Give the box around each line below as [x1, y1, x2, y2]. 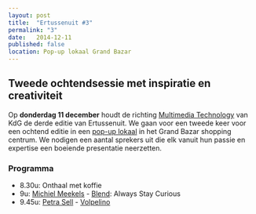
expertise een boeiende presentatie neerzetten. [8, 143, 163, 153]
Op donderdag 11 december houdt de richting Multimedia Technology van [8, 110, 249, 119]
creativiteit [8, 89, 63, 103]
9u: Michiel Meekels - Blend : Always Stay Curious [19, 189, 181, 198]
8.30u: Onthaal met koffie [19, 181, 102, 190]
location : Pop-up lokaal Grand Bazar [8, 48, 132, 56]
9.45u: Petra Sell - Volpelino [19, 198, 111, 207]
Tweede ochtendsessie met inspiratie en [8, 77, 211, 90]
